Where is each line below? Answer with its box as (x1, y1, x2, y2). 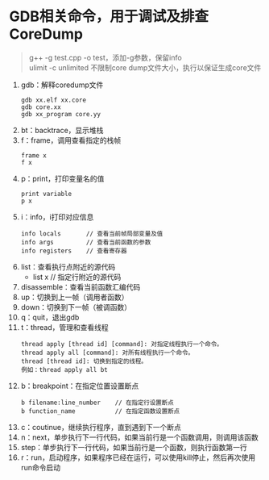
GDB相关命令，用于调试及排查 (9, 7, 209, 26)
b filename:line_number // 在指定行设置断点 (20, 399, 174, 407)
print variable (20, 190, 72, 198)
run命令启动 (20, 462, 61, 472)
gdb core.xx (20, 102, 61, 111)
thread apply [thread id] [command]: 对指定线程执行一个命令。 (20, 340, 224, 348)
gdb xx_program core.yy (20, 110, 101, 118)
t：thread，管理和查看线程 (20, 322, 110, 332)
